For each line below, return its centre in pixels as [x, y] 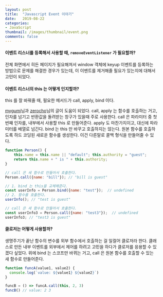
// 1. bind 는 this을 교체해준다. [36, 186]
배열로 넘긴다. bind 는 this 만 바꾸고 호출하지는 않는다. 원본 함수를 [80, 129]
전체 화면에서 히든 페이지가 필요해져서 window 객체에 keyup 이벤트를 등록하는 [79, 65]
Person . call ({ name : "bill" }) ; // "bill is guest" [56, 177]
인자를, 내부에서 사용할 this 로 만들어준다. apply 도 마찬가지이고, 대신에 [81, 123]
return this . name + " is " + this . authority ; [61, 159]
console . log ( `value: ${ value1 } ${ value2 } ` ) [54, 273]
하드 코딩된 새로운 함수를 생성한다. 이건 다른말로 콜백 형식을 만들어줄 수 [81, 135]
